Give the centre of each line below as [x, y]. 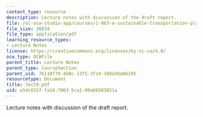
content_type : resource [36, 12]
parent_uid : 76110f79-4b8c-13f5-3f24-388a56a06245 [71, 74]
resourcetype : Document [36, 79]
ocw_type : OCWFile [29, 57]
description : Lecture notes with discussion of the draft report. [92, 17]
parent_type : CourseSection [42, 68]
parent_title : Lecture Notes [43, 62]
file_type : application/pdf [42, 34]
